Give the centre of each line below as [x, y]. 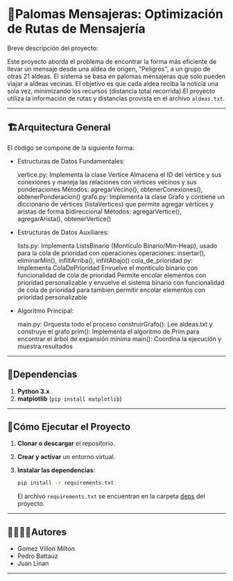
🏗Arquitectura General [59, 128]
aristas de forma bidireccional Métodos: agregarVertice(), [99, 211]
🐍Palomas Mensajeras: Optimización [115, 14]
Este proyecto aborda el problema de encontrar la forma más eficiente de [112, 61]
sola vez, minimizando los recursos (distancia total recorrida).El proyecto [111, 91]
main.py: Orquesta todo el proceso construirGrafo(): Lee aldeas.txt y [115, 324]
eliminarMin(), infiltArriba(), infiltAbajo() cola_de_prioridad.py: [105, 260]
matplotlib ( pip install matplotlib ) [70, 399]
